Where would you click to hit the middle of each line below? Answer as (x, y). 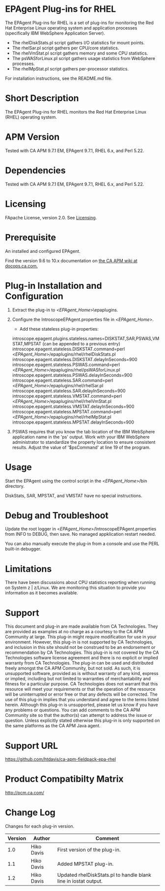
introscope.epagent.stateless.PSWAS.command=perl (66, 365)
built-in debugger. (23, 549)
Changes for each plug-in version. (40, 826)
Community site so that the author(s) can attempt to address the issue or (79, 715)
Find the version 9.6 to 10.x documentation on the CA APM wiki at (71, 261)
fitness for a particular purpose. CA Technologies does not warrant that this (82, 684)
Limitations (28, 569)
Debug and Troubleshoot (57, 515)
